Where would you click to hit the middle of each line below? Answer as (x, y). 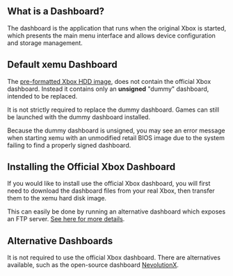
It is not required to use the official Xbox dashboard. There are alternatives (114, 258)
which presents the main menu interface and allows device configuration (111, 35)
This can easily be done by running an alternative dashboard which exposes (116, 212)
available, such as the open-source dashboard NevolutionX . (93, 265)
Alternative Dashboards (60, 241)
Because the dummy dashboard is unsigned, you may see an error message (116, 130)
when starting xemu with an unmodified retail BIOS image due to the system (116, 137)
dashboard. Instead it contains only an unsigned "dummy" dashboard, (108, 89)
